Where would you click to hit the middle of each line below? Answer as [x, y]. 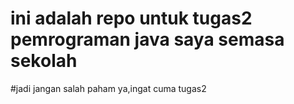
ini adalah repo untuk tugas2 [131, 18]
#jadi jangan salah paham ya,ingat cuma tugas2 [108, 88]
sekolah [44, 61]
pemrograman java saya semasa [147, 39]
